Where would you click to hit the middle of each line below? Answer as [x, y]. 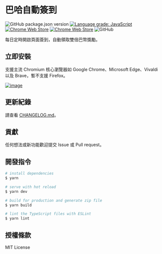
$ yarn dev [16, 191]
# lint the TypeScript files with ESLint [48, 214]
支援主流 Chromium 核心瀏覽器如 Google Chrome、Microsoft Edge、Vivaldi [81, 69]
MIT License [18, 247]
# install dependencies [30, 174]
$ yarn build [18, 205]
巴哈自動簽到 [31, 10]
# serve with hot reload [31, 187]
